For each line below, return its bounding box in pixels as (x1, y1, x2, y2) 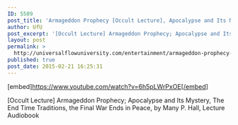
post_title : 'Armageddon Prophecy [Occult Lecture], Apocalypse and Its (7, 17, 227, 24)
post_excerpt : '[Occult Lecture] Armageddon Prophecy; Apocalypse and (7, 30, 220, 37)
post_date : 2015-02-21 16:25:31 (7, 63, 103, 70)
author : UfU (7, 23, 42, 30)
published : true (7, 56, 55, 64)
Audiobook (7, 111, 40, 119)
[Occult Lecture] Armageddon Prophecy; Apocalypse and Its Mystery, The (7, 96, 225, 105)
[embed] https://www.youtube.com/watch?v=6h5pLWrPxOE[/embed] (7, 82, 209, 90)
